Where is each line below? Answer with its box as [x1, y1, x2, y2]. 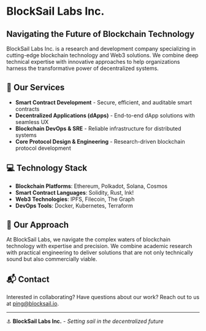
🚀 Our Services [6, 82, 65, 93]
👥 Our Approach [6, 220, 69, 230]
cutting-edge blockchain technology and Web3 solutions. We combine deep [6, 52, 199, 59]
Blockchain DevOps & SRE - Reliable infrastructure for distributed [15, 125, 181, 132]
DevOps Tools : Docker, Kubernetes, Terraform [15, 201, 134, 209]
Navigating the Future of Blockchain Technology [6, 29, 195, 39]
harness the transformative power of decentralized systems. [6, 64, 159, 72]
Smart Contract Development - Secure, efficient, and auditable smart [15, 98, 192, 106]
